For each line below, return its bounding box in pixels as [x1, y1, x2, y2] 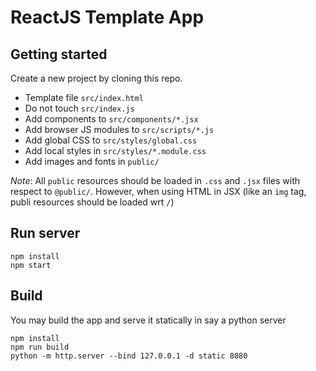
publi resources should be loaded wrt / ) [10, 196, 175, 208]
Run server [10, 225, 81, 242]
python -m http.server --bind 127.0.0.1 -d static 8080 [10, 351, 248, 361]
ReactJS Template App [10, 6, 205, 29]
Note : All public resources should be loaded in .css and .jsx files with [10, 175, 301, 186]
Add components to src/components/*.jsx [24, 113, 199, 125]
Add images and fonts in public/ [24, 156, 160, 167]
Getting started [10, 46, 108, 63]
